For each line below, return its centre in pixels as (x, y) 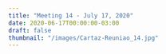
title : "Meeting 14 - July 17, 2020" (71, 15)
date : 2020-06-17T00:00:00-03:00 (64, 23)
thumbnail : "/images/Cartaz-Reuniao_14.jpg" (83, 38)
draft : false (30, 30)
